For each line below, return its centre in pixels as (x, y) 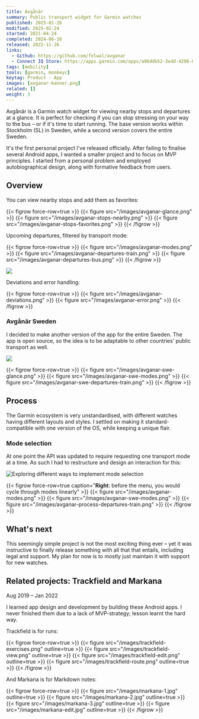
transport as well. (27, 347)
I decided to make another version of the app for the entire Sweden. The (94, 334)
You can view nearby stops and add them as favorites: (73, 200)
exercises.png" (25, 649)
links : (14, 50)
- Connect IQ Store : (37, 61)
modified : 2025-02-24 (33, 28)
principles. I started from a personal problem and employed (78, 160)
